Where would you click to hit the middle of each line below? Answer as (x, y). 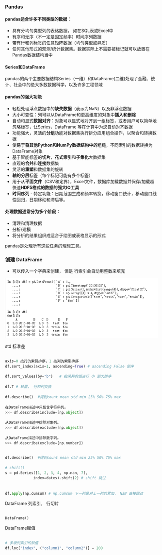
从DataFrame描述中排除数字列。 (33, 438)
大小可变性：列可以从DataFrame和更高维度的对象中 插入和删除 (74, 115)
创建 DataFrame (24, 259)
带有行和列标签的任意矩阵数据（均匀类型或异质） (61, 43)
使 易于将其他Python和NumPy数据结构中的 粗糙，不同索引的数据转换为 (82, 145)
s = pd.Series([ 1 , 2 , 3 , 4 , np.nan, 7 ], (47, 473)
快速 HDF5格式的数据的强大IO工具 (46, 187)
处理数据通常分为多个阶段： (33, 212)
